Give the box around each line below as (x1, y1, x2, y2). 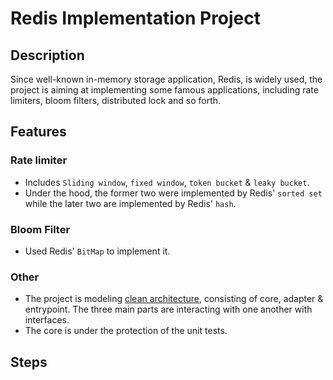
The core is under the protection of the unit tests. (24, 325, 228, 337)
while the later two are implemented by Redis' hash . (24, 197, 237, 209)
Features (10, 123, 67, 141)
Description (10, 47, 85, 64)
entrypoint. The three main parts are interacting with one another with (24, 303, 313, 316)
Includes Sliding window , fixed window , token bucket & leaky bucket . (24, 176, 310, 188)
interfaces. (24, 314, 70, 326)
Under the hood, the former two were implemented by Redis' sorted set (24, 187, 323, 199)
